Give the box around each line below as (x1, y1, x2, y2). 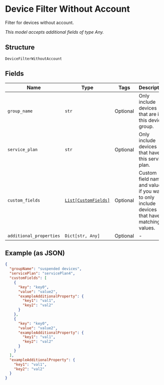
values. (139, 224, 155, 231)
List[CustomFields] (64, 197, 110, 203)
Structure (5, 43, 35, 52)
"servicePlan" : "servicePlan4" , (9, 271, 76, 276)
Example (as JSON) (5, 249, 65, 257)
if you (139, 187, 152, 194)
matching (139, 218, 161, 225)
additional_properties (7, 233, 60, 238)
